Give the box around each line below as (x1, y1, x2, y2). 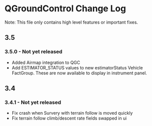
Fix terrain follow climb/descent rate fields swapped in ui (11, 115, 127, 121)
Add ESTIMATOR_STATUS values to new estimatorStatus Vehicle (11, 64, 143, 70)
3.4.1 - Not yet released (4, 99, 61, 106)
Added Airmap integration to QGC (11, 60, 81, 65)
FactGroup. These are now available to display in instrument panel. (11, 70, 147, 76)
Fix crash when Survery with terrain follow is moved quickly (11, 110, 133, 116)
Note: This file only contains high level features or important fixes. (4, 19, 138, 25)
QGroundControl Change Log (4, 3, 126, 14)
